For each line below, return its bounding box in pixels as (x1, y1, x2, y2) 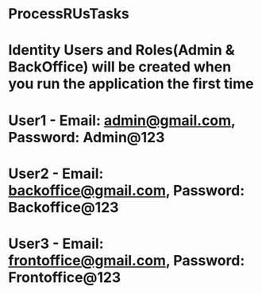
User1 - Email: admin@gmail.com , (8, 111, 236, 130)
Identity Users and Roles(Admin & (8, 41, 236, 60)
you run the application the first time (8, 75, 254, 93)
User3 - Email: (8, 234, 105, 253)
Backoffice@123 (8, 198, 119, 216)
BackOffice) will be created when (8, 58, 232, 76)
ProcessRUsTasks (8, 5, 129, 23)
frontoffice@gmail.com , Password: (8, 251, 245, 269)
